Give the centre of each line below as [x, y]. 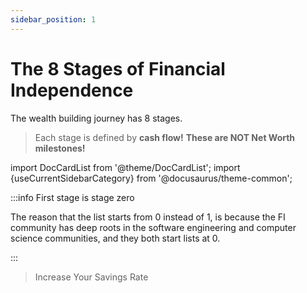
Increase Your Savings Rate [91, 277]
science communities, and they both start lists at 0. [115, 238]
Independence [72, 90]
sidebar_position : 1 [53, 19]
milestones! [60, 148]
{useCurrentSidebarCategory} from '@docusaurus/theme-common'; [151, 178]
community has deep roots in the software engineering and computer [153, 227]
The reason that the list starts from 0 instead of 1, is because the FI [148, 217]
